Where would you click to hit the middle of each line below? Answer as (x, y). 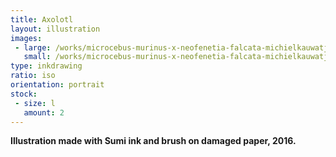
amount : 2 (44, 112)
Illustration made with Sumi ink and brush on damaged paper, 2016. (153, 141)
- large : (33, 47)
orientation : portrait (57, 85)
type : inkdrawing (46, 66)
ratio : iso (33, 76)
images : (26, 38)
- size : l (35, 103)
